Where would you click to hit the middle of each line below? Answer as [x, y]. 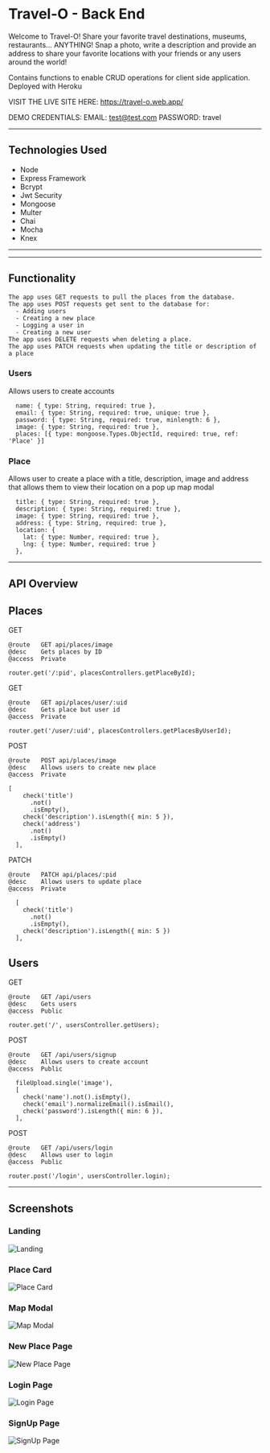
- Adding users [41, 311]
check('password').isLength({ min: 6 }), [93, 1112]
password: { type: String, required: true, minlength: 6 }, [118, 419]
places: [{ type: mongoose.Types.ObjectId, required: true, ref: [127, 434]
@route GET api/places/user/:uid [68, 703]
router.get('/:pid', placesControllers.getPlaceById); [102, 673]
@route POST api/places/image [62, 761]
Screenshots [41, 1208]
